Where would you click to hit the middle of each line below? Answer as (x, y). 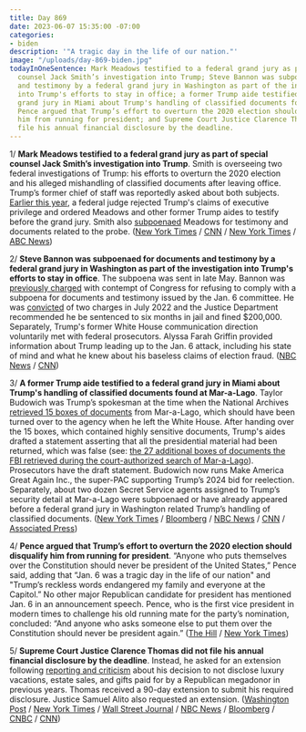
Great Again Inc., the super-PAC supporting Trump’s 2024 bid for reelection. (152, 480)
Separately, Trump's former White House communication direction (134, 326)
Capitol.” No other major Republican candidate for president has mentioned (150, 594)
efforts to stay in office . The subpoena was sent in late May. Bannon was (147, 278)
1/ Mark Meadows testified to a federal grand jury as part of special (139, 154)
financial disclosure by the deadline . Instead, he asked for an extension (145, 660)
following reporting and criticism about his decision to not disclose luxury (147, 670)
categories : (32, 35)
